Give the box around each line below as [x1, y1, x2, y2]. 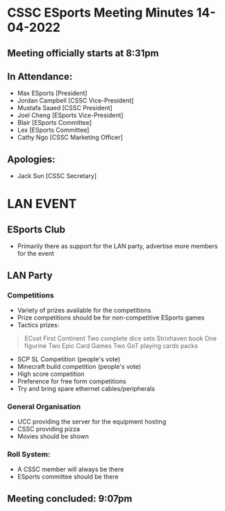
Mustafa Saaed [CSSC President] [17, 104, 112, 112]
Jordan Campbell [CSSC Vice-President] [17, 96, 134, 105]
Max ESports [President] [17, 89, 88, 98]
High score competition [17, 370, 85, 378]
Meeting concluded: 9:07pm [7, 492, 133, 504]
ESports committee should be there [17, 473, 119, 481]
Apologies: [7, 153, 56, 165]
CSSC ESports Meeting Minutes [7, 5, 194, 21]
